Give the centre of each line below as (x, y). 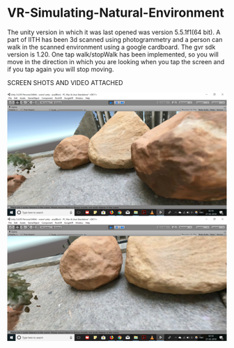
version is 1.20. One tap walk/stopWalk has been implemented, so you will (113, 54)
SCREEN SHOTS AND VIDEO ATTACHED (65, 82)
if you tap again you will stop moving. (61, 69)
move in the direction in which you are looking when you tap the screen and (116, 61)
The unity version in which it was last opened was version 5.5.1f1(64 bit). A (114, 32)
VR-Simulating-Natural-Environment (116, 13)
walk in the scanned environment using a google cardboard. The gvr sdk (111, 47)
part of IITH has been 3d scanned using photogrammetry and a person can (115, 39)
